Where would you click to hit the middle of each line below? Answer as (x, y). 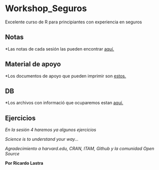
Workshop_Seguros (46, 8)
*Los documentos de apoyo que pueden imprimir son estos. (66, 76)
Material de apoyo (33, 64)
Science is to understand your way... (42, 139)
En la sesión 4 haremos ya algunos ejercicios (51, 130)
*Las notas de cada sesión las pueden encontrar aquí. (60, 49)
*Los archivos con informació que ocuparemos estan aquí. (64, 103)
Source (12, 154)
